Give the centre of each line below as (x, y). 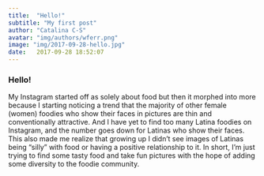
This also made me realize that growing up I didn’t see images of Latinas (126, 139)
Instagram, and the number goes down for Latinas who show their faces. (126, 130)
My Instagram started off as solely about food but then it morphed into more (132, 97)
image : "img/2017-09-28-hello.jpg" (67, 45)
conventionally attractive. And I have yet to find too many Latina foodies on (130, 122)
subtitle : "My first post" (53, 23)
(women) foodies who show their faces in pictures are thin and (110, 114)
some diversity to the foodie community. (74, 164)
